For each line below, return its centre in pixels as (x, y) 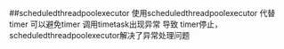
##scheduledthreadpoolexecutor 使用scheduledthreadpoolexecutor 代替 (142, 13)
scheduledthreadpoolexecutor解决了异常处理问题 (100, 35)
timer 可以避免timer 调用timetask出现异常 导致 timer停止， (116, 24)
